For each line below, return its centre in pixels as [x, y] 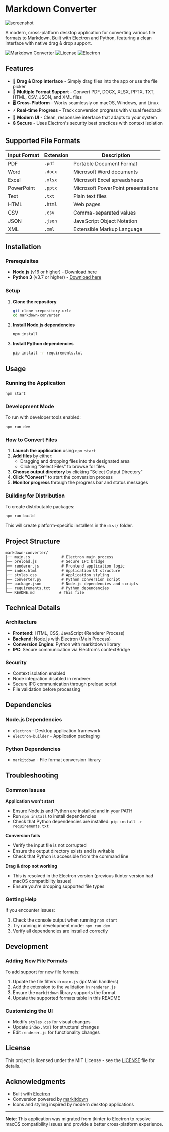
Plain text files [90, 196]
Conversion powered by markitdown [50, 1099]
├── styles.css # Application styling [57, 575]
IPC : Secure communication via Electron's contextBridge [71, 649]
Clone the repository [34, 301]
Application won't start [30, 801]
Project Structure [33, 541]
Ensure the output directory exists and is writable [63, 851]
